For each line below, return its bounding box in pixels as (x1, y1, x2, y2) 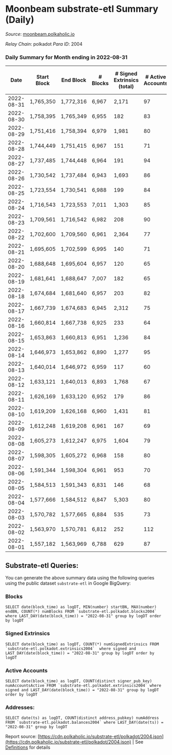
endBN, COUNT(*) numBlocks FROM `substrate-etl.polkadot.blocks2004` (5, 609, 157, 614)
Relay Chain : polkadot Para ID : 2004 (5, 41, 83, 47)
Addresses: (5, 704, 35, 711)
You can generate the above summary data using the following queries (5, 575, 155, 581)
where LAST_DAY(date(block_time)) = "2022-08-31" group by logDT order (5, 613, 161, 619)
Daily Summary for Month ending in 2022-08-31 (5, 53, 128, 61)
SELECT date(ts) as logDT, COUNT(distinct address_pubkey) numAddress (5, 716, 159, 721)
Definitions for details (5, 744, 51, 750)
